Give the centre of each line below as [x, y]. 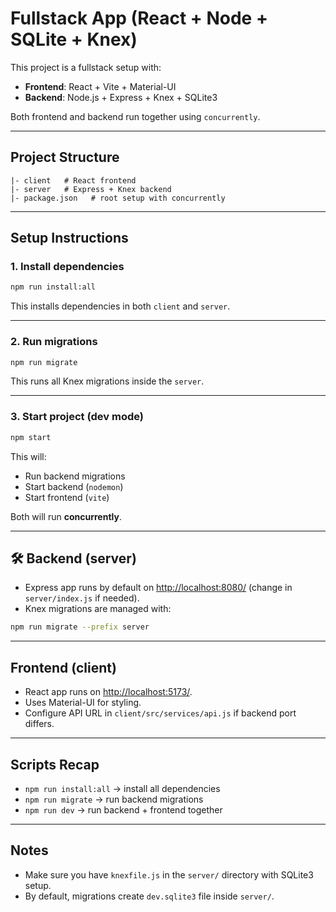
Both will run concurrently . [66, 516]
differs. [39, 724]
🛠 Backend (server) [73, 558]
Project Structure [65, 157]
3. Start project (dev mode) [77, 417]
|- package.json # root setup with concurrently [118, 198]
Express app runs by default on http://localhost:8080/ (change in [158, 588]
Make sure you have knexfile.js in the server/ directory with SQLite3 [169, 874]
